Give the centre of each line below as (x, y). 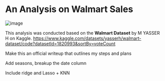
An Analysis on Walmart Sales (69, 9)
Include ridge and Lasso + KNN (38, 73)
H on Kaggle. (19, 38)
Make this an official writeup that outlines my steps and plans (68, 53)
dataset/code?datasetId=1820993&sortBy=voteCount (60, 43)
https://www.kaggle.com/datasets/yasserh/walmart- (87, 38)
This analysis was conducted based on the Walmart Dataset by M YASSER (82, 33)
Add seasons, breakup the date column (46, 63)
